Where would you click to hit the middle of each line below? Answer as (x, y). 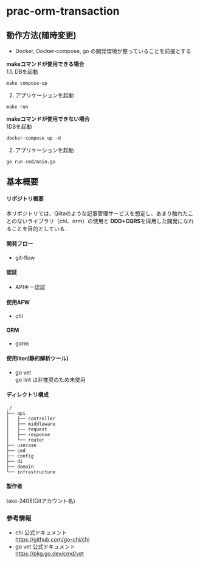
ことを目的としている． (41, 228)
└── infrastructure (31, 472)
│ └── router (26, 440)
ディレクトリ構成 (28, 395)
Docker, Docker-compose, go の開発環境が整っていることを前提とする (103, 51)
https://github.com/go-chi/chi (52, 540)
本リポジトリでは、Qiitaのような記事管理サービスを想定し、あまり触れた (97, 213)
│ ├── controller (31, 418)
